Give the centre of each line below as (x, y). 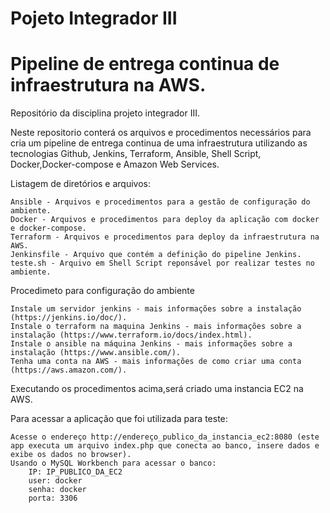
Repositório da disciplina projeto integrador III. (105, 113)
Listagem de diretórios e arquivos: (80, 184)
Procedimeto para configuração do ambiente (102, 291)
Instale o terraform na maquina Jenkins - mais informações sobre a (156, 327)
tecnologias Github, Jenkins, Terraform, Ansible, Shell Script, (136, 154)
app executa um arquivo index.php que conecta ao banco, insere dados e (165, 446)
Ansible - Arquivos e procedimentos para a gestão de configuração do (160, 202)
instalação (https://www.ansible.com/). (96, 353)
